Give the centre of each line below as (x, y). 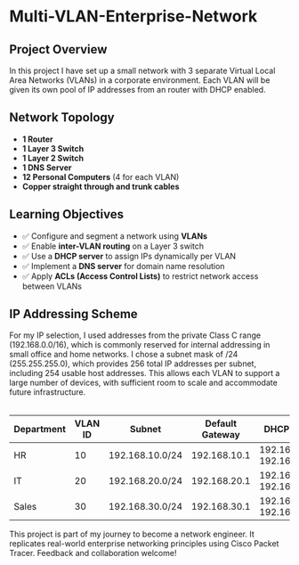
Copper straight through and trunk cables (101, 186)
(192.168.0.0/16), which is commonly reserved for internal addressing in (140, 345)
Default (221, 423)
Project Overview (58, 49)
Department (40, 430)
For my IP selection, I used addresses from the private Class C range (135, 335)
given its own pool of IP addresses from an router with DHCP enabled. (137, 90)
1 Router (37, 139)
